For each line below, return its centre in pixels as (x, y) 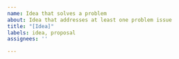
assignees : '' (28, 39)
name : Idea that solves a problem (57, 13)
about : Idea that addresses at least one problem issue (89, 20)
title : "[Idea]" (31, 26)
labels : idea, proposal (42, 33)
